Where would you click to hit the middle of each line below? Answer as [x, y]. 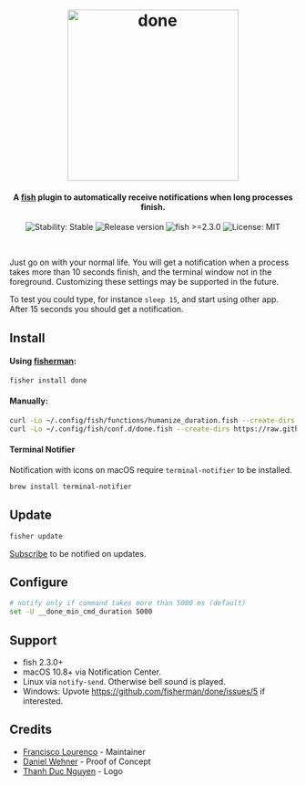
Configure [39, 582]
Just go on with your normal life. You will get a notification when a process [149, 262]
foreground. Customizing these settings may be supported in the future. [144, 282]
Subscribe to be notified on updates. [78, 553]
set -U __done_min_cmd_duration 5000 [81, 612]
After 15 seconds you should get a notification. [97, 309]
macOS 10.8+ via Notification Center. [92, 672]
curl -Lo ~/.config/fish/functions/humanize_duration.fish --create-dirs [153, 421]
